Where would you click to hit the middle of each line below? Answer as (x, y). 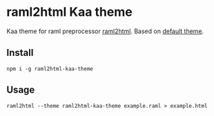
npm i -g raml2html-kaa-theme (50, 69)
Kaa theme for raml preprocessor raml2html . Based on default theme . (105, 31)
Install (20, 53)
